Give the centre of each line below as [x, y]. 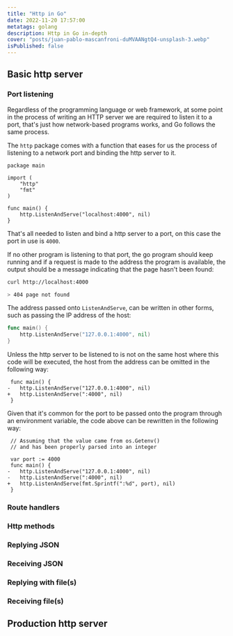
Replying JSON [33, 545]
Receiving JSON [35, 563]
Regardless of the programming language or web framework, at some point [115, 110]
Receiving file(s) [35, 601]
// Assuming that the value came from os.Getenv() [85, 441]
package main [26, 165]
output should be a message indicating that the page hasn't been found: [111, 269]
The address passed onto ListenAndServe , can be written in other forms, [111, 308]
